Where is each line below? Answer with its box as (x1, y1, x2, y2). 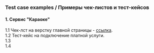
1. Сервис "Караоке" (5, 16, 50, 22)
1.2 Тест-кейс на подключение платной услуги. (5, 33, 105, 39)
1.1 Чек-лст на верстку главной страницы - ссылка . (5, 27, 113, 33)
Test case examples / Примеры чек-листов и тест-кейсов (5, 4, 150, 11)
